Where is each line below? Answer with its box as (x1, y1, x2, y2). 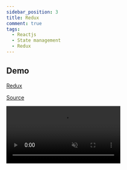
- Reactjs (12, 32, 36, 38)
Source (6, 94, 24, 101)
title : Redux (6, 15, 39, 21)
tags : (6, 26, 20, 32)
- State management (12, 37, 61, 43)
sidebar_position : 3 (6, 9, 59, 15)
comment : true (6, 20, 43, 26)
